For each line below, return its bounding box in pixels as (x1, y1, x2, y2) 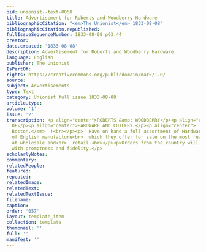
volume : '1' (6, 105, 37, 112)
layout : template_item (6, 213, 64, 220)
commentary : (6, 157, 37, 163)
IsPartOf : (6, 65, 32, 72)
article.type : (6, 100, 43, 106)
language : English (6, 54, 53, 61)
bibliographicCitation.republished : (6, 26, 100, 32)
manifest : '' (6, 236, 40, 242)
